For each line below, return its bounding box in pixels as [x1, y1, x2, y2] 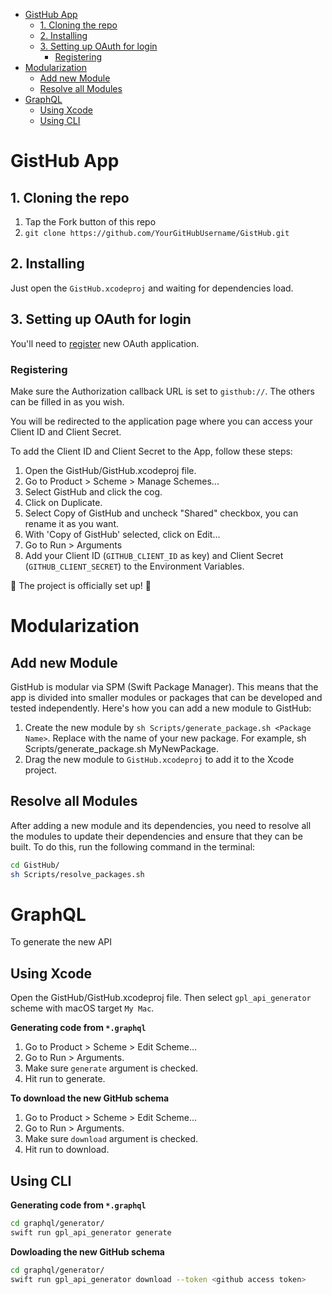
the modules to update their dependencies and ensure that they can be [10, 830, 303, 842]
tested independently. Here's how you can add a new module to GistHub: [10, 702, 312, 714]
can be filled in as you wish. [10, 395, 125, 408]
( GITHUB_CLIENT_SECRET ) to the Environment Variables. [24, 560, 245, 572]
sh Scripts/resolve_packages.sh [10, 869, 145, 879]
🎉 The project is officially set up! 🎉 [10, 579, 152, 591]
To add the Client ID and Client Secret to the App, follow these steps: [10, 445, 293, 457]
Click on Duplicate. [24, 496, 103, 508]
